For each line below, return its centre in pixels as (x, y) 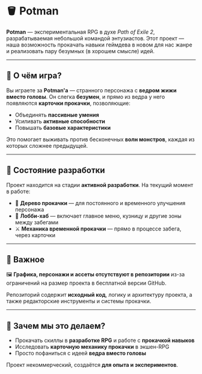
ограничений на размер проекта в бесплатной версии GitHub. (86, 283)
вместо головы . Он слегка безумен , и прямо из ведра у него (86, 97)
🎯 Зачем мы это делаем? (56, 326)
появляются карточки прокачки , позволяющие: (69, 103)
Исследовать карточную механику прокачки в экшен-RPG (92, 347)
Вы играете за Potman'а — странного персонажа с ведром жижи (91, 90)
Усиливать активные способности (60, 121)
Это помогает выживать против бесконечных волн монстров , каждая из (100, 139)
